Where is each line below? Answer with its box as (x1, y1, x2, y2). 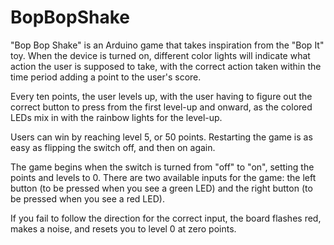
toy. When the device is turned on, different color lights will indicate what (10, 49, 311, 61)
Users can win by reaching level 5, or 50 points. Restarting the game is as (10, 131, 313, 143)
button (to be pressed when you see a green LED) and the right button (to (10, 182, 313, 194)
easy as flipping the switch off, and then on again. (10, 141, 216, 153)
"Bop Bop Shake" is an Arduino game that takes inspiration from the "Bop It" (10, 39, 325, 51)
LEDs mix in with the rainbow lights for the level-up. (10, 111, 223, 123)
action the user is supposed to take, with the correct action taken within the (10, 60, 322, 72)
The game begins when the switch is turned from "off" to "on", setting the (10, 161, 315, 173)
